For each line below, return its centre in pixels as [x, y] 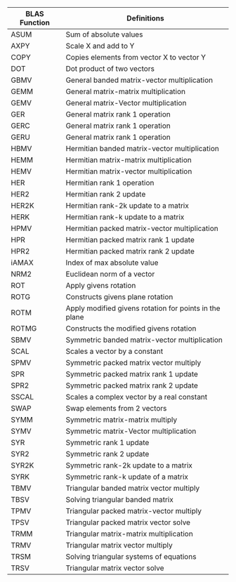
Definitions [145, 18]
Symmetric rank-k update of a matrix [127, 477]
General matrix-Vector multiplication [126, 103]
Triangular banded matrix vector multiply [133, 488]
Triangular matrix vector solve [115, 568]
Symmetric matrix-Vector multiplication [131, 431]
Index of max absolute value [112, 263]
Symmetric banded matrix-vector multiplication [144, 340]
